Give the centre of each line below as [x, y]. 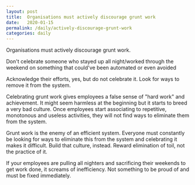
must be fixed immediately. [39, 176]
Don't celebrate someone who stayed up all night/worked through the [90, 62]
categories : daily [28, 33]
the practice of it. [27, 152]
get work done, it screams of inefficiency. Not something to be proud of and [97, 169]
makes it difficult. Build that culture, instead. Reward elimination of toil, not [95, 146]
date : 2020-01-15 [30, 22]
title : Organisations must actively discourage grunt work [81, 17]
